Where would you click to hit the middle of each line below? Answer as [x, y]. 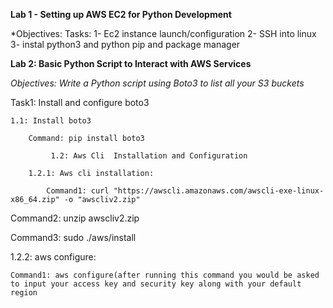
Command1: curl [78, 191]
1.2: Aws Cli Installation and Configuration [149, 156]
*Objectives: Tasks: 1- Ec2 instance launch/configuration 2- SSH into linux [163, 33]
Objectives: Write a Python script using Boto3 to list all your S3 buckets [157, 83]
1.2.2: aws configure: [53, 257]
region [24, 293]
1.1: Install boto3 [51, 121]
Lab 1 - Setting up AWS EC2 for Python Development [121, 14]
